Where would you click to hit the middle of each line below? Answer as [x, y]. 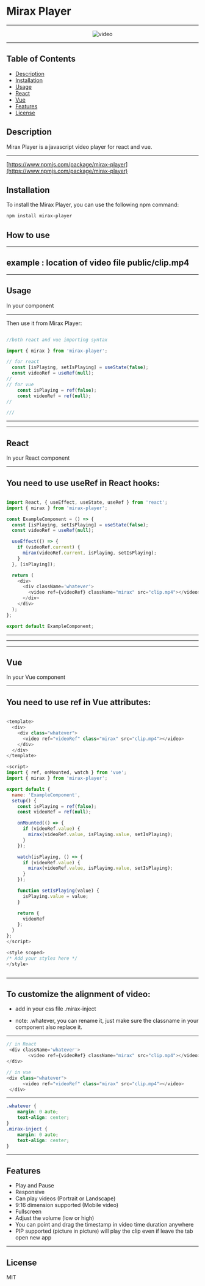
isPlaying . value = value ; [55, 896]
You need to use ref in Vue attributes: [79, 702]
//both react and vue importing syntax [57, 340]
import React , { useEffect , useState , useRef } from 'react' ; [87, 502]
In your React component [38, 458]
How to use [28, 235]
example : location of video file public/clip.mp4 [98, 263]
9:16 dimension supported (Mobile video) [67, 1205]
